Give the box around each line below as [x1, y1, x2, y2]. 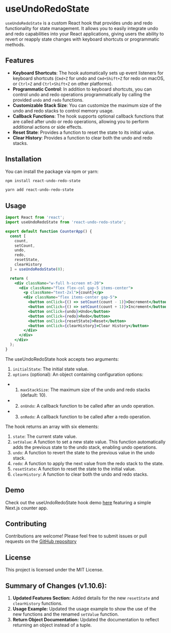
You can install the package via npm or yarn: [5, 168, 99, 175]
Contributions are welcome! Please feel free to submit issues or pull [5, 533, 147, 539]
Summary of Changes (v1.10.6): [5, 581, 107, 590]
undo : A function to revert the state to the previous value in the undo [12, 449, 155, 455]
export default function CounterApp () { [5, 228, 93, 234]
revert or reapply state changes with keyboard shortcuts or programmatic [5, 36, 159, 42]
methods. [5, 41, 25, 47]
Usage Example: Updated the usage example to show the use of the [12, 606, 157, 612]
